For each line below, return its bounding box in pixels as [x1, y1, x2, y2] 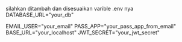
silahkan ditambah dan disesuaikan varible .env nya [5, 5, 134, 12]
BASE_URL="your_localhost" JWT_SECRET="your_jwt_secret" [5, 29, 160, 36]
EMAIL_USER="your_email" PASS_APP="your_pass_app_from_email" [5, 23, 176, 30]
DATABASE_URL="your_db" [5, 11, 74, 18]
